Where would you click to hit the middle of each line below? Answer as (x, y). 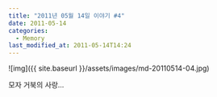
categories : (28, 30)
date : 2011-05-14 (38, 23)
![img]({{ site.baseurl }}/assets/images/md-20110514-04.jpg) (109, 68)
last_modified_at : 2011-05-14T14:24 (70, 46)
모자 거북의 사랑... (36, 85)
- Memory (30, 38)
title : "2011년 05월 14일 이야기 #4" (67, 16)
